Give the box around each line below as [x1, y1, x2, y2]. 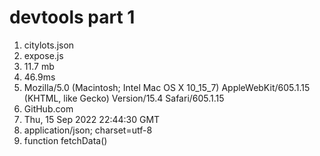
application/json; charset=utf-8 [23, 124, 153, 136]
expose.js [23, 49, 64, 61]
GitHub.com [23, 102, 74, 115]
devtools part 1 [9, 6, 136, 29]
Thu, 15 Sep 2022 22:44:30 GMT [23, 113, 161, 125]
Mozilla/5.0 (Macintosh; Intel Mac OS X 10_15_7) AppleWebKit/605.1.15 [23, 81, 311, 93]
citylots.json [23, 39, 75, 51]
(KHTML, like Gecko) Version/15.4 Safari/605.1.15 [23, 92, 225, 104]
